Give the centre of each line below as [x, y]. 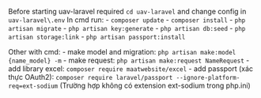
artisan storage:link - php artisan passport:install [97, 36]
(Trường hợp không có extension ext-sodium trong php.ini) [155, 85]
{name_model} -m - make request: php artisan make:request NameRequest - [129, 60]
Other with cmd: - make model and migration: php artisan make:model [122, 52]
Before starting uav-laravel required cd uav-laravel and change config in [127, 11]
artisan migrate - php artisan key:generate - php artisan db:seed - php [127, 28]
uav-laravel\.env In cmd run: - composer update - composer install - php [127, 20]
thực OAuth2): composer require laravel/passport [91, 77]
